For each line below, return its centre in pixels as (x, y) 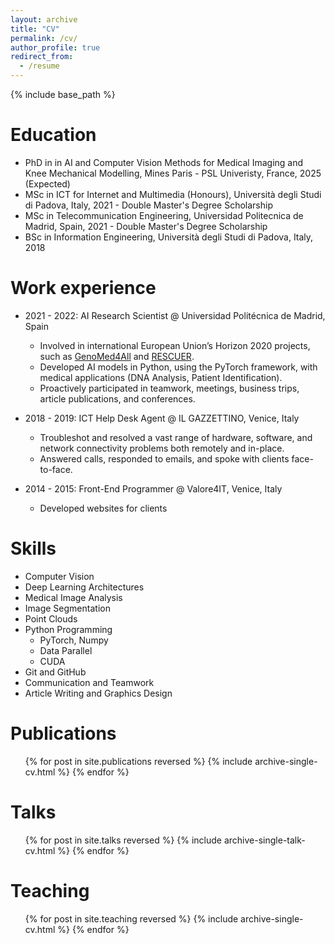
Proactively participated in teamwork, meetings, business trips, (169, 388)
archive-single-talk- (264, 840)
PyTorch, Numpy (74, 640)
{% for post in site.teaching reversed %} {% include (131, 918)
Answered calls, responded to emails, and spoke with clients (164, 458)
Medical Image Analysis (73, 597)
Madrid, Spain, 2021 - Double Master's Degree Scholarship (146, 226)
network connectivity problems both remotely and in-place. (162, 448)
